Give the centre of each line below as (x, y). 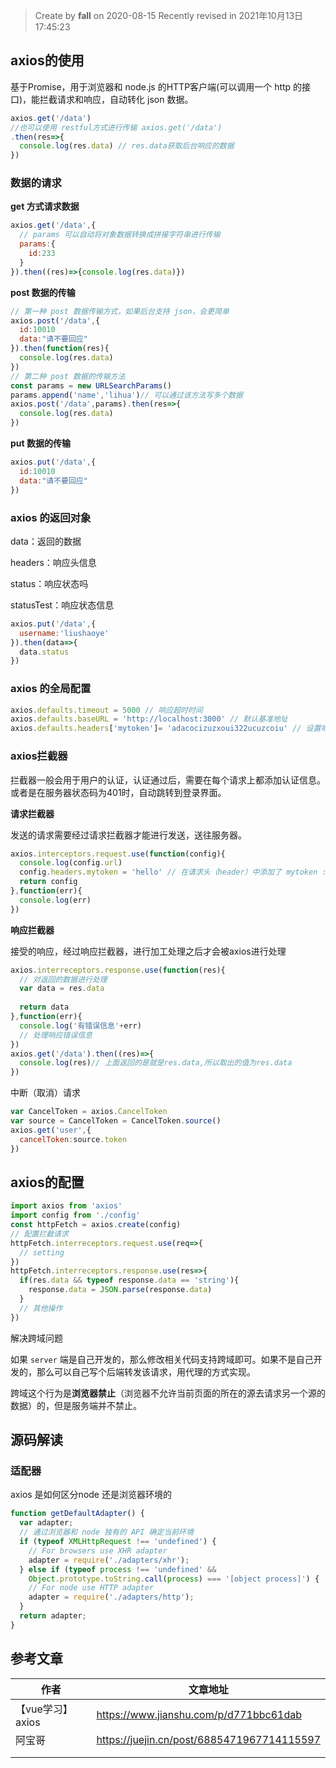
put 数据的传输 (40, 443)
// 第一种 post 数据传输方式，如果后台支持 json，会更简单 (120, 311)
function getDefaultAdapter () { (77, 1514)
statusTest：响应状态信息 (62, 605)
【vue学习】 (44, 1709)
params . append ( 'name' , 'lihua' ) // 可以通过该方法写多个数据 (126, 395)
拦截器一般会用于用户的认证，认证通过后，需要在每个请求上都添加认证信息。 (168, 780)
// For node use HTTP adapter (91, 1588)
